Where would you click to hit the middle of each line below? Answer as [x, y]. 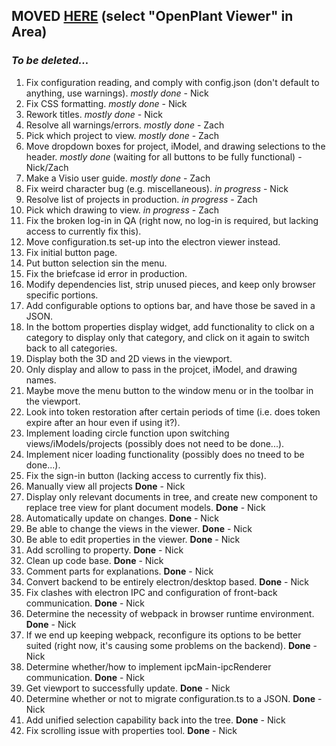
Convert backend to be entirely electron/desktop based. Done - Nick [167, 581]
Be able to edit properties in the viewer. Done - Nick [133, 539]
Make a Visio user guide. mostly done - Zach [118, 178]
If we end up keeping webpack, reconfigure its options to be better [163, 635]
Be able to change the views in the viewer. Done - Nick [139, 528]
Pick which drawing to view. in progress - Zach [122, 210]
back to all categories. [71, 348]
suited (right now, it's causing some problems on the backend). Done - [171, 645]
